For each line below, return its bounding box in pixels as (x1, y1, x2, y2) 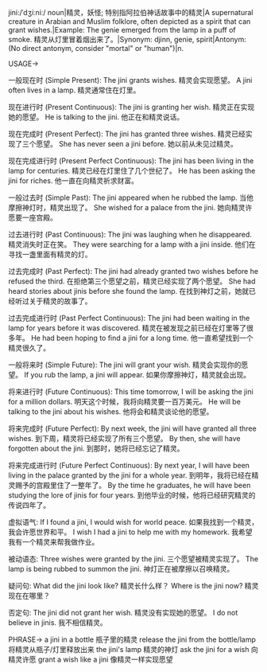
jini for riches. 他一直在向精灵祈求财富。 (8, 176, 139, 186)
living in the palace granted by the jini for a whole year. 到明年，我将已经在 (8, 471, 252, 480)
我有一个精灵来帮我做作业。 (8, 537, 99, 546)
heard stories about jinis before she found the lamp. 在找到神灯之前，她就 (8, 287, 249, 295)
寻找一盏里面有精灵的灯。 (8, 250, 92, 259)
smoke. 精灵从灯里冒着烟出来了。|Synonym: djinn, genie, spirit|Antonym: (8, 35, 246, 44)
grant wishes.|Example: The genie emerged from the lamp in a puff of (8, 25, 236, 34)
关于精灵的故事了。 (29, 296, 92, 306)
